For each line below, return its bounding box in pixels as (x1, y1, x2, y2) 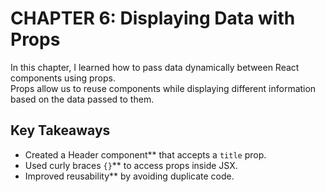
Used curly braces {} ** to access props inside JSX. (24, 159, 238, 171)
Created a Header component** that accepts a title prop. (24, 148, 267, 161)
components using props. (10, 72, 116, 84)
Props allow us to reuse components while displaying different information (10, 82, 317, 94)
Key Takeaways (10, 122, 111, 139)
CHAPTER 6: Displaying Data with (10, 7, 296, 30)
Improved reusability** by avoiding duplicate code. (24, 170, 235, 182)
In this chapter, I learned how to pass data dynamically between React (10, 61, 300, 73)
